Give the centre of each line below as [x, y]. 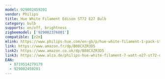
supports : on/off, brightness [36, 28]
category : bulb [21, 23]
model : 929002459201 [26, 10]
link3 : [12, 55]
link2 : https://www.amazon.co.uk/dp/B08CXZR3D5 [55, 51]
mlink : [12, 42]
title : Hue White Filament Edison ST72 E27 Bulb [56, 19]
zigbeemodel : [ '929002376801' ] [37, 32]
